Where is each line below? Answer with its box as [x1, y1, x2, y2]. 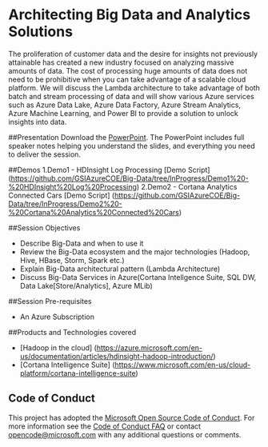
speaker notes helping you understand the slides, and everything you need [8, 141, 255, 150]
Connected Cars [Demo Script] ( [8, 190, 115, 200]
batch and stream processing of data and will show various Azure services [8, 91, 254, 101]
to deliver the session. [8, 150, 82, 159]
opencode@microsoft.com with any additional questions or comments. [8, 429, 242, 439]
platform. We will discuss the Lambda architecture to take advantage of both [8, 82, 260, 93]
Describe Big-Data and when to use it [19, 238, 144, 248]
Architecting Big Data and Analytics [8, 6, 250, 24]
